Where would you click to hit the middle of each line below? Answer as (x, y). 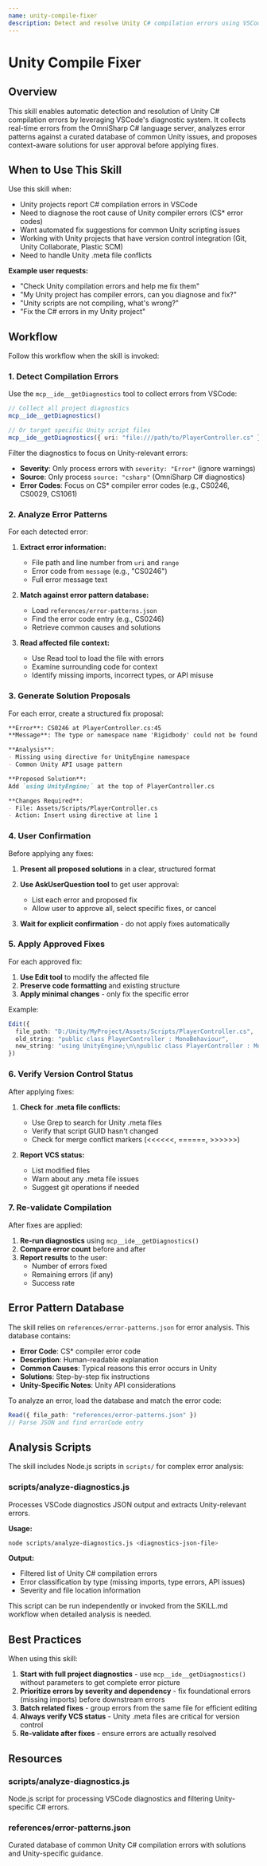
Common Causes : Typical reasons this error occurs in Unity (118, 1368)
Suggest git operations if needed (85, 1187)
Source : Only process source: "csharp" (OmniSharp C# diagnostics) (132, 477)
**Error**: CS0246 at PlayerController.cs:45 (85, 728)
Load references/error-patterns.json (94, 611)
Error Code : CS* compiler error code (80, 1351)
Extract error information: (63, 548)
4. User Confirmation (50, 836)
